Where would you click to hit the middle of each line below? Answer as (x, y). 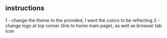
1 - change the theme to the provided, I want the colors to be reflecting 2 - (83, 20)
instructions (25, 8)
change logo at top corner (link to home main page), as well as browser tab (83, 25)
